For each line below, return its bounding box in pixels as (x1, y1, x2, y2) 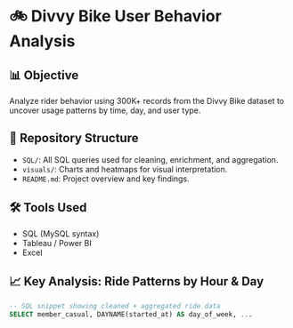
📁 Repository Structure (9, 131, 139, 146)
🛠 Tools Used (9, 200, 87, 215)
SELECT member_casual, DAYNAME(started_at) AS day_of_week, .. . (9, 310, 253, 319)
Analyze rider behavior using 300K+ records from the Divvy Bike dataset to (9, 96, 285, 106)
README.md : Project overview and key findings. (21, 173, 190, 184)
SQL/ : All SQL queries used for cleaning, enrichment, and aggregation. (21, 154, 279, 164)
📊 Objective (9, 68, 79, 83)
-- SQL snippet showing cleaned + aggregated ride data (9, 302, 221, 311)
